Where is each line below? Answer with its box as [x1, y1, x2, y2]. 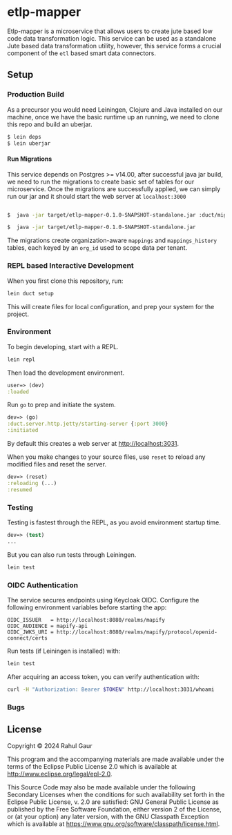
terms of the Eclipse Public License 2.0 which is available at [7, 763, 177, 771]
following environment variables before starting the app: [7, 603, 167, 611]
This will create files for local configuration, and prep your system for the [7, 302, 215, 311]
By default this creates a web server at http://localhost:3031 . [7, 440, 180, 448]
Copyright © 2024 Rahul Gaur [7, 742, 93, 750]
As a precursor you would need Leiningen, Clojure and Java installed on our [7, 105, 223, 114]
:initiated [7, 427, 39, 434]
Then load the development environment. [7, 369, 125, 377]
